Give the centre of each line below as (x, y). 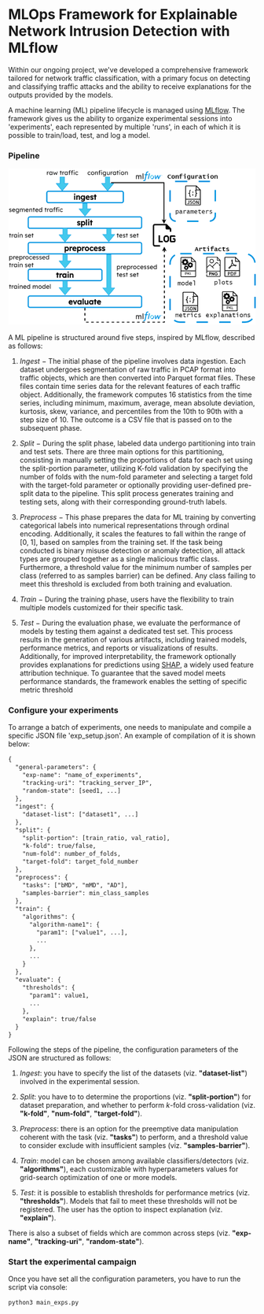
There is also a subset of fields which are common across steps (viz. (119, 1233)
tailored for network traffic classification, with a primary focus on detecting (129, 78)
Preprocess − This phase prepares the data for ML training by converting (137, 516)
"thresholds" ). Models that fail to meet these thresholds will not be (128, 1201)
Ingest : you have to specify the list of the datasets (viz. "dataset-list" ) (133, 1073)
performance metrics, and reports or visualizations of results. (119, 648)
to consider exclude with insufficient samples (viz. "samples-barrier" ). (135, 1146)
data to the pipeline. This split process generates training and (134, 493)
